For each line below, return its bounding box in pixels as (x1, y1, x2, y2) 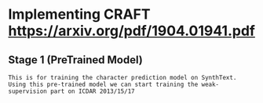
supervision (8, 87, 47, 95)
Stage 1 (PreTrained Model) (8, 53, 143, 66)
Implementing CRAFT (8, 5, 151, 23)
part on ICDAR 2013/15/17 (49, 87, 135, 95)
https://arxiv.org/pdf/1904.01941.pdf (8, 22, 255, 40)
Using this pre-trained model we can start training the (8, 80, 199, 88)
